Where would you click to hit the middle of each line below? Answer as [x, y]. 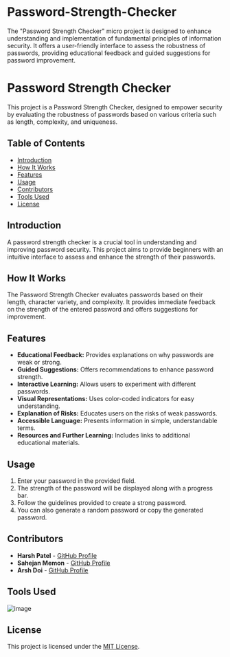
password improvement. [41, 60]
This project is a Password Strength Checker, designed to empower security [115, 107]
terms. [26, 428]
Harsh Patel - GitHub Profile [57, 555]
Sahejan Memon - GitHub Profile [64, 563]
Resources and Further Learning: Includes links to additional [103, 435]
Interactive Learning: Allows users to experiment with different [106, 384]
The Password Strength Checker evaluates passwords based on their [105, 295]
